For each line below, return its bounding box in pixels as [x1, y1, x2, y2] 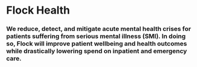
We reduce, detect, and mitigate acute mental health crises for [6, 25, 191, 33]
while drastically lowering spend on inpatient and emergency [6, 47, 187, 55]
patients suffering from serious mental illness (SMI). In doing [6, 32, 186, 40]
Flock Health [6, 4, 70, 17]
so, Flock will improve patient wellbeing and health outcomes [6, 40, 187, 48]
